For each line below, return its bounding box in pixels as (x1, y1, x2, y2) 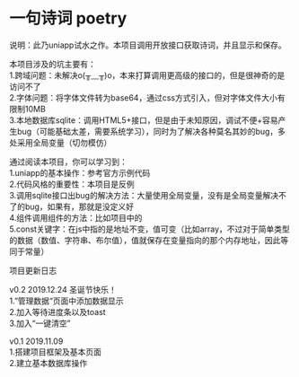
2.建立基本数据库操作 (9, 357, 88, 368)
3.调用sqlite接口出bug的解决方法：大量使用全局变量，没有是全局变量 (9, 189, 263, 200)
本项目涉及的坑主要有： (9, 58, 96, 69)
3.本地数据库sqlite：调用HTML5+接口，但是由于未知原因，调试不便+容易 (9, 114, 278, 126)
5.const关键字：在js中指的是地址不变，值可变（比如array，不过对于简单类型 (9, 224, 290, 234)
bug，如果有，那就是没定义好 (24, 201, 135, 212)
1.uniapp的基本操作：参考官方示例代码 (9, 167, 151, 178)
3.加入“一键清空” (9, 318, 71, 329)
